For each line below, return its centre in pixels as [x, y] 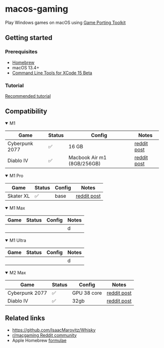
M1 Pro [16, 175]
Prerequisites [21, 52]
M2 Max [18, 272]
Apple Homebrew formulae [39, 340]
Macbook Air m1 [88, 157]
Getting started [29, 38]
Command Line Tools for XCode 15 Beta [52, 73]
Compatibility [26, 112]
